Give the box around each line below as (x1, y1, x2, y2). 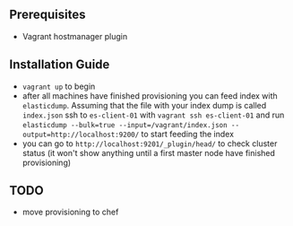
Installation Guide (9, 57, 110, 73)
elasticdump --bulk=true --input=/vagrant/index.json (22, 120, 228, 129)
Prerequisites (9, 7, 86, 22)
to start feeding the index (141, 128, 235, 139)
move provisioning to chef (22, 206, 119, 218)
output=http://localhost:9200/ (22, 130, 140, 139)
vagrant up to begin (22, 81, 96, 91)
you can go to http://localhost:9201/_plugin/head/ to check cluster (22, 138, 278, 149)
